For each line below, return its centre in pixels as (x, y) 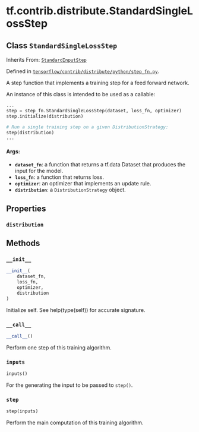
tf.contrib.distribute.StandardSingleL (99, 11)
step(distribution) (30, 133)
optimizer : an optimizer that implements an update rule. (83, 184)
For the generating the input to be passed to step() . (70, 385)
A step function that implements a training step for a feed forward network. (98, 83)
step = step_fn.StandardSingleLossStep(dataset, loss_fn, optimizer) (94, 111)
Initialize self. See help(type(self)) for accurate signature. (76, 310)
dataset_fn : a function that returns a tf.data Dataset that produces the (100, 165)
